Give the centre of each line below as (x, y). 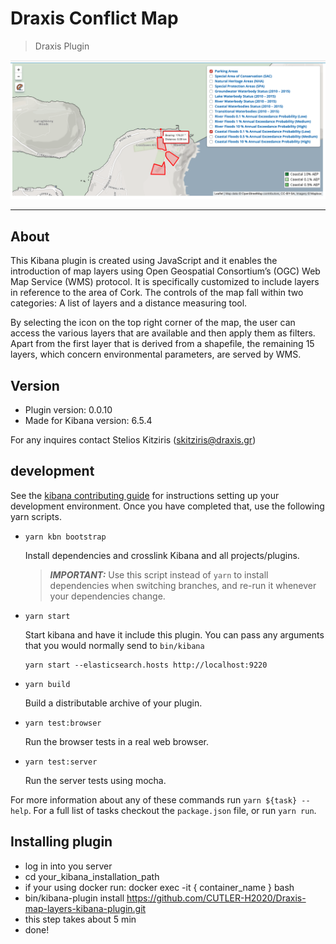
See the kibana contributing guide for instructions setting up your (145, 495)
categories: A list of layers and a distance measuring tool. (129, 303)
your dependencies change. (107, 596)
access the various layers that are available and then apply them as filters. (163, 333)
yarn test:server (61, 762)
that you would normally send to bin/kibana (114, 645)
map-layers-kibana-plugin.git (85, 908)
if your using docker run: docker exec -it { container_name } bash (159, 887)
